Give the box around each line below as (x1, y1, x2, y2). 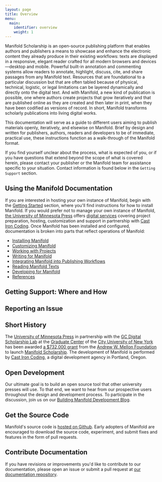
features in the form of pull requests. (5, 434, 78, 440)
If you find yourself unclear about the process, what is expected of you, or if (5, 150, 157, 155)
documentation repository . (5, 471, 58, 477)
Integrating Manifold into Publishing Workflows (12, 258, 105, 264)
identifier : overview (14, 25, 57, 30)
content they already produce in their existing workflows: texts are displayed (5, 53, 158, 59)
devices (140, 59, 157, 64)
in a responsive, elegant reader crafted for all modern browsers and (5, 59, 140, 64)
